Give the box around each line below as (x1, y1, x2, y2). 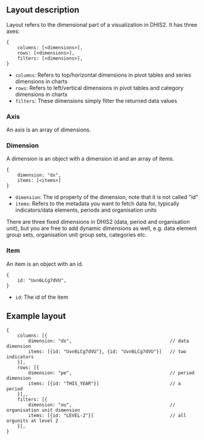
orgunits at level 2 (6, 417, 59, 424)
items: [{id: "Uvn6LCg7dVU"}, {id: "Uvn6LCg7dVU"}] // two (28, 348, 187, 355)
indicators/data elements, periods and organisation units (15, 206, 157, 214)
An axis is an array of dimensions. (6, 126, 91, 133)
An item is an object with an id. (6, 260, 83, 267)
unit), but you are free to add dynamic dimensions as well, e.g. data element (6, 225, 197, 232)
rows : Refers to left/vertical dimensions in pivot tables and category (15, 84, 184, 91)
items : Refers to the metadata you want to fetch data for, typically (15, 200, 180, 208)
